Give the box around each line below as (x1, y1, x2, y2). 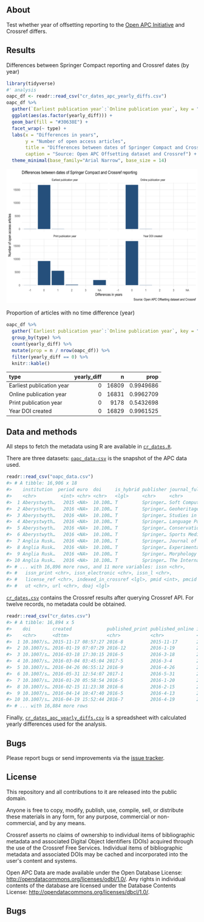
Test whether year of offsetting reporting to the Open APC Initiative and (6, 21, 185, 28)
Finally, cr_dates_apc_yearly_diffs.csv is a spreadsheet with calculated (6, 714, 186, 722)
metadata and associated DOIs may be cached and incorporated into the (6, 850, 188, 858)
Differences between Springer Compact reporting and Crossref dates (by (6, 61, 189, 69)
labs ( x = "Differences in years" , (12, 132, 99, 138)
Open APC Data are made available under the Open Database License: (6, 868, 183, 876)
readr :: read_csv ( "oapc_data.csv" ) (6, 473, 94, 480)
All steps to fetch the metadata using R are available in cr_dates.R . (6, 443, 172, 450)
